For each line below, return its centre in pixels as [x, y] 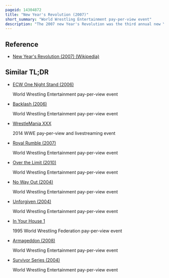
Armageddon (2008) [34, 240]
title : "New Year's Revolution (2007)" [47, 15]
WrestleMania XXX [32, 123]
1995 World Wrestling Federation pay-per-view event [67, 231]
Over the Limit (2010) [34, 162]
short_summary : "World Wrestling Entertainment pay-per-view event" [78, 19]
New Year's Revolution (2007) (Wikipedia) [56, 56]
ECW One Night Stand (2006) [43, 84]
